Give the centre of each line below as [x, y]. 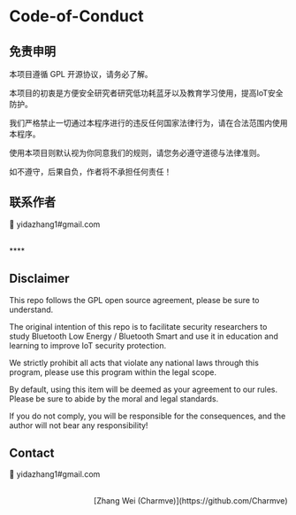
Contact [32, 453]
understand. [31, 309]
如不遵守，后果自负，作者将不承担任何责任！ [91, 172]
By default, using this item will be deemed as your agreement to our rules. [144, 389]
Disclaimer [39, 279]
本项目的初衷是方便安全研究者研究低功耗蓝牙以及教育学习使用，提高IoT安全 [147, 93]
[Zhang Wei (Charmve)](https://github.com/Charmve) [191, 501]
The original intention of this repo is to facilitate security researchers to [138, 326]
